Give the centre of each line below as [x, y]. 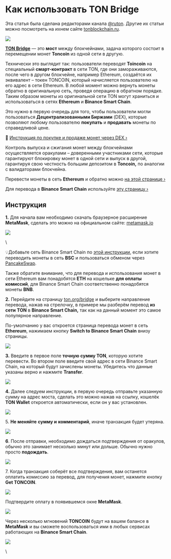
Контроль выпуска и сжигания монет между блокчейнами [69, 147]
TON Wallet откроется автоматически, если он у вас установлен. [76, 402]
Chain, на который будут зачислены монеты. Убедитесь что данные [79, 366]
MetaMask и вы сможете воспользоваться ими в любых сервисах [78, 526]
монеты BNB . [20, 289]
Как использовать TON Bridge [72, 9]
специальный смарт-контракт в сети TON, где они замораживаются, [81, 69]
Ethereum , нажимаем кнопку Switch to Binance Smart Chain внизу [78, 331]
